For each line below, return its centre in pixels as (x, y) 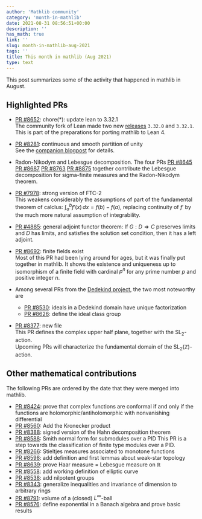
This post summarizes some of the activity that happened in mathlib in (93, 80)
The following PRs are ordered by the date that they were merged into (93, 388)
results (24, 511)
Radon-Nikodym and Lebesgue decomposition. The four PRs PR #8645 (104, 162)
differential (28, 419)
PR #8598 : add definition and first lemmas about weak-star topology (100, 457)
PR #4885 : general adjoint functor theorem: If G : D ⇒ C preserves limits (105, 227)
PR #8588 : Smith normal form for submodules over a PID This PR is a (101, 438)
